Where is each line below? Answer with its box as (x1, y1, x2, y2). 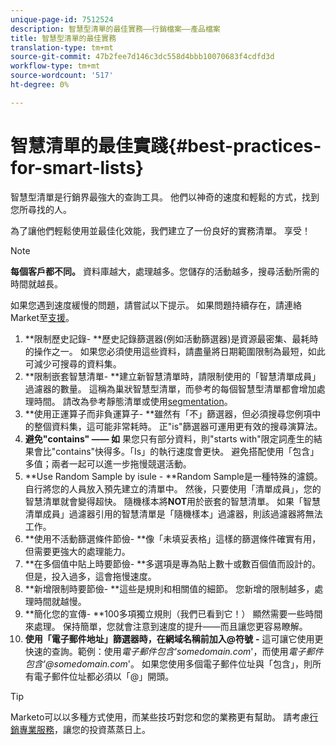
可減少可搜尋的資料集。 (24, 357, 122, 370)
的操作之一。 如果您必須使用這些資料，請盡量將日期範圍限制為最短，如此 (24, 345, 326, 357)
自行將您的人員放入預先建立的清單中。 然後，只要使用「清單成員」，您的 (24, 482, 322, 495)
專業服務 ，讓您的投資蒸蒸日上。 (18, 723, 151, 735)
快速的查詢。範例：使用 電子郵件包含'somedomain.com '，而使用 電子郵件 (24, 645, 324, 657)
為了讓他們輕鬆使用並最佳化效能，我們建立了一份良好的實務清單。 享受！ (10, 224, 311, 236)
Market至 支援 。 (10, 311, 75, 323)
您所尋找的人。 (10, 203, 72, 215)
